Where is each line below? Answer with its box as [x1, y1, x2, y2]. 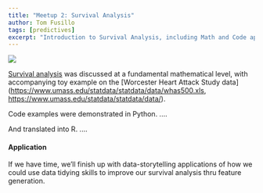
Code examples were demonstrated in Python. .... [8, 109, 168, 119]
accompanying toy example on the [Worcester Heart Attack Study [8, 77, 221, 87]
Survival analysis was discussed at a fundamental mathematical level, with [8, 70, 248, 79]
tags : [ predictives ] [8, 26, 76, 34]
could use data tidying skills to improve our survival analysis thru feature [8, 168, 242, 177]
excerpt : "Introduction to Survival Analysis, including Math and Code [8, 33, 247, 41]
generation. [8, 177, 45, 186]
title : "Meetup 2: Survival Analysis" [8, 11, 135, 20]
